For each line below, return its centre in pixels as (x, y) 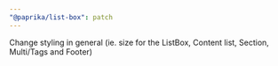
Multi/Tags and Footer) (51, 51)
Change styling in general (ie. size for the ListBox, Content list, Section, (139, 42)
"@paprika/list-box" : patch (61, 17)
